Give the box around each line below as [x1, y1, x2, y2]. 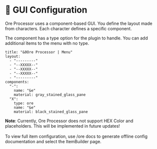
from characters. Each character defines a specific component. [5, 25, 132, 31]
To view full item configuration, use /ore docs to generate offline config [5, 133, 148, 139]
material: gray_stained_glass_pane [14, 92, 86, 97]
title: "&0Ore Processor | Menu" [5, 50, 73, 55]
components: [5, 79, 29, 84]
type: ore [14, 101, 34, 106]
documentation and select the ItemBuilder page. [5, 138, 102, 144]
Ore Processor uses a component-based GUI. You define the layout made [5, 20, 153, 26]
